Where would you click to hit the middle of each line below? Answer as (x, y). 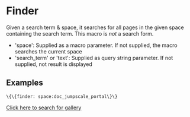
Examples (25, 83)
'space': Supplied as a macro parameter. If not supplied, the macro (96, 45)
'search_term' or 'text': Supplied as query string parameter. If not (94, 58)
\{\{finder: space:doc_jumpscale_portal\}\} (62, 96)
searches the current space (48, 51)
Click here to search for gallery (44, 107)
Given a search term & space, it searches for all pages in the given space (95, 27)
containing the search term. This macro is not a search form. (80, 33)
